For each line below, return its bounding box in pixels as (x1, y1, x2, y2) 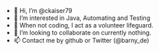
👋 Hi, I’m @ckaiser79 (13, 7, 73, 14)
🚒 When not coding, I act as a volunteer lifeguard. (13, 21, 154, 29)
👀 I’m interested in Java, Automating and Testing (13, 14, 151, 22)
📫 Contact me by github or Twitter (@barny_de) (13, 37, 149, 44)
